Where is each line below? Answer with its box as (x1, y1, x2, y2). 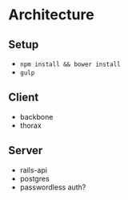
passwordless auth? (19, 182, 86, 192)
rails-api (19, 165, 48, 174)
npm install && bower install (19, 60, 122, 68)
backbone (19, 112, 54, 121)
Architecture (8, 6, 94, 24)
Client (8, 91, 39, 104)
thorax (19, 120, 42, 130)
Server (8, 144, 43, 157)
